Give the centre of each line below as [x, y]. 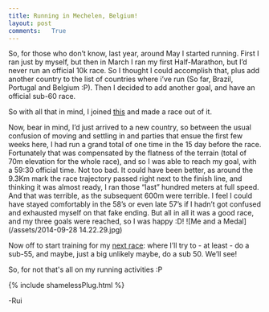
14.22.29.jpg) [101, 230]
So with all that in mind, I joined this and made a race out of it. [110, 112]
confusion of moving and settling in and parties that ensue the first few [126, 136]
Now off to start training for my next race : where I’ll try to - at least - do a [129, 245]
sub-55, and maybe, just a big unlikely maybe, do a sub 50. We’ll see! [123, 254]
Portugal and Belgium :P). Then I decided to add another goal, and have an [132, 88]
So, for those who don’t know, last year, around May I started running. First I [134, 54]
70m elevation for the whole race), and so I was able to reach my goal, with [132, 162]
